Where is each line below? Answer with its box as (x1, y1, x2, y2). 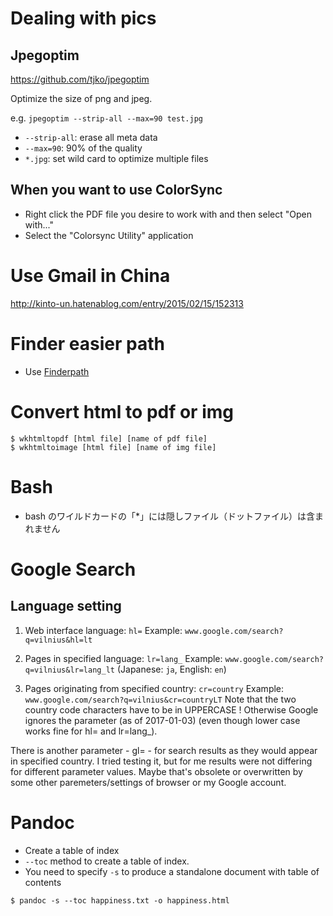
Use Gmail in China (10, 265, 171, 287)
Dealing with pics (10, 7, 157, 30)
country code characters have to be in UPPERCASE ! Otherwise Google (24, 703, 319, 716)
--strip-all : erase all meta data (24, 132, 158, 143)
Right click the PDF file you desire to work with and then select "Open (24, 208, 312, 220)
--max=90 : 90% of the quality (24, 142, 143, 154)
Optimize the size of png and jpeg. (10, 93, 153, 104)
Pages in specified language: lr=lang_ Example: (24, 652, 223, 664)
